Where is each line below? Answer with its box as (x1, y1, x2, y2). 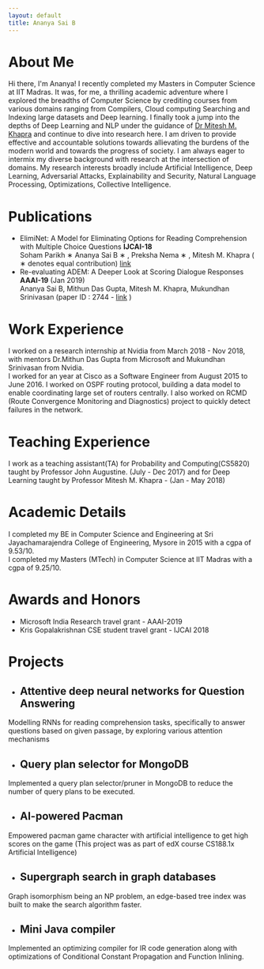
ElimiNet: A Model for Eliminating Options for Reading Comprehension (19, 234, 247, 243)
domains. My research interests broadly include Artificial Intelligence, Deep (8, 163, 253, 172)
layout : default (8, 11, 62, 20)
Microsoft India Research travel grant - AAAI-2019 (19, 617, 183, 627)
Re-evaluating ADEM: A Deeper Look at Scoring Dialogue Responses (19, 267, 244, 277)
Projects (8, 653, 65, 671)
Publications (8, 207, 92, 225)
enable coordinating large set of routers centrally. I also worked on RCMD (8, 388, 247, 398)
